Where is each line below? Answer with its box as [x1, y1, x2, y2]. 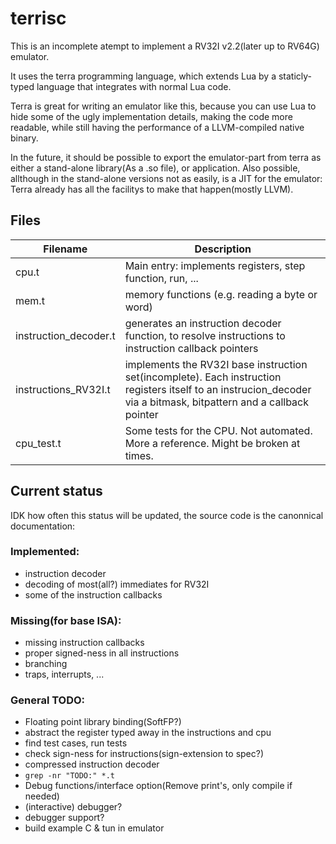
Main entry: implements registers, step [124, 258, 306, 272]
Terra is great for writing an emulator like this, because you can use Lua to [10, 100, 317, 112]
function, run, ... [124, 271, 199, 285]
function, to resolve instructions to [124, 328, 286, 342]
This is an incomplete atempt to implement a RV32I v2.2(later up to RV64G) [10, 40, 320, 52]
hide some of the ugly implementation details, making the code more [10, 110, 293, 122]
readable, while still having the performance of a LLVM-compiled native [10, 121, 305, 133]
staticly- [278, 70, 313, 82]
